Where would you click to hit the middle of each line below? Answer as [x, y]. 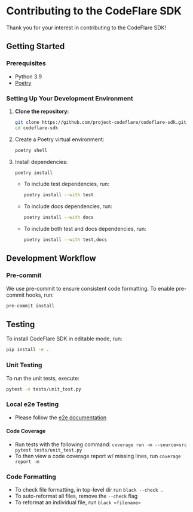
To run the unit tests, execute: [43, 378]
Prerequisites [26, 63]
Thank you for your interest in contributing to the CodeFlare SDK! [86, 28]
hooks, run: [40, 295]
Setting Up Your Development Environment [70, 98]
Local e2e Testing [33, 404]
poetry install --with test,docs [65, 240]
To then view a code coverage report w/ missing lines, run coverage [98, 456]
